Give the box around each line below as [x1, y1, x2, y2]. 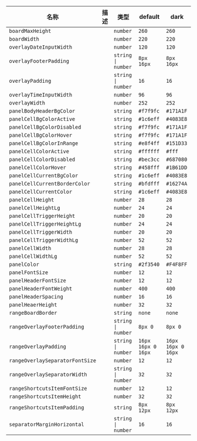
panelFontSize [9, 270, 49, 275]
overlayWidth [9, 100, 46, 106]
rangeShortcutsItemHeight [9, 393, 81, 400]
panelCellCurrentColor [9, 188, 72, 195]
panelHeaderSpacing [9, 294, 63, 300]
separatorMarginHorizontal [9, 421, 84, 427]
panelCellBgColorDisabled [9, 124, 81, 130]
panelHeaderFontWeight [9, 285, 72, 292]
